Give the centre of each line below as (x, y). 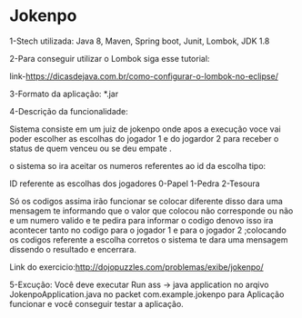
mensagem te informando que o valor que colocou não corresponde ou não (151, 211)
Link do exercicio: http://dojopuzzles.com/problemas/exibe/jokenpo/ (136, 267)
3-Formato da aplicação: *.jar (64, 94)
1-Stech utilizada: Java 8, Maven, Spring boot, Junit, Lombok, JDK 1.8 (140, 41)
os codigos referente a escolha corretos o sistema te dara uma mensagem (149, 239)
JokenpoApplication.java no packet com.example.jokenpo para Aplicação (147, 294)
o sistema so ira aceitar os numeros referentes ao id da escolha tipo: (138, 165)
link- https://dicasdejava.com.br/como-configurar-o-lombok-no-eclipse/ (144, 76)
